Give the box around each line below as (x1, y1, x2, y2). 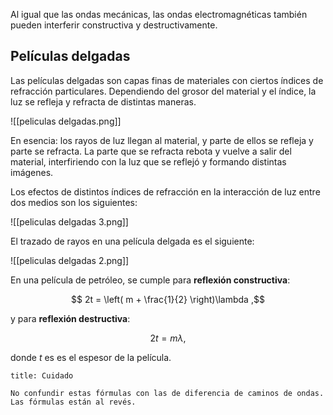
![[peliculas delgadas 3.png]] (10, 215, 129, 228)
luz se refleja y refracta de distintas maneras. (10, 95, 197, 108)
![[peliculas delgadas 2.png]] (10, 254, 130, 266)
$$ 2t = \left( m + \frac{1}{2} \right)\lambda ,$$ (71, 293, 265, 305)
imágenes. (10, 166, 54, 178)
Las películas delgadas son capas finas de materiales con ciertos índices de (10, 74, 324, 86)
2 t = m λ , (149, 332, 187, 344)
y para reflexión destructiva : (10, 312, 131, 324)
